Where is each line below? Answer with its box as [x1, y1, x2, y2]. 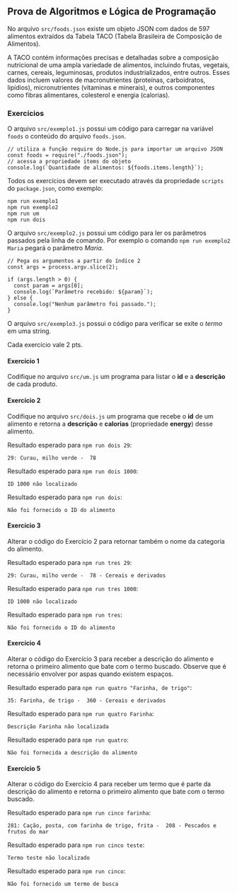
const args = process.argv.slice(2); [7, 264, 119, 271]
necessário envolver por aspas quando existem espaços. [7, 670, 174, 678]
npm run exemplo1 [7, 198, 59, 205]
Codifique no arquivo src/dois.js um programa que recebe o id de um [7, 412, 214, 420]
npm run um [7, 210, 40, 218]
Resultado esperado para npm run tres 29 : [7, 558, 132, 566]
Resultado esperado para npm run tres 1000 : [7, 584, 139, 593]
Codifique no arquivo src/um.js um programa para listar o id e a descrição [7, 373, 226, 381]
